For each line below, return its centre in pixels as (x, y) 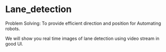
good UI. (14, 43)
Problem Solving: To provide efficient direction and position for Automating (83, 23)
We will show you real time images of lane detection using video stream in (82, 38)
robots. (13, 28)
